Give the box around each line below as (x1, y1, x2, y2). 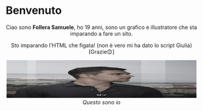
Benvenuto (5, 4, 62, 17)
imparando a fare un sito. (70, 30, 133, 37)
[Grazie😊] (88, 48, 115, 55)
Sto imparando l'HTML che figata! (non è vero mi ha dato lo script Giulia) (10, 42, 193, 49)
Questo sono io (82, 98, 121, 106)
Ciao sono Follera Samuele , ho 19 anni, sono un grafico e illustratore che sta (5, 24, 198, 31)
